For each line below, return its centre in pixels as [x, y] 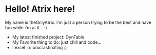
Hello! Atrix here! [40, 9]
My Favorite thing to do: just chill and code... [57, 42]
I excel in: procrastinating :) [39, 47]
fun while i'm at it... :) [26, 27]
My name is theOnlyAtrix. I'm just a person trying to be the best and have [78, 22]
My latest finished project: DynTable [48, 37]
